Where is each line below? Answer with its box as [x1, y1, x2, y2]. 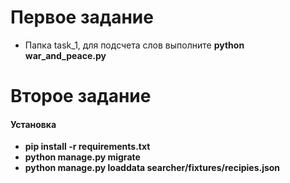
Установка [10, 118, 57, 130]
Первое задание [10, 6, 154, 29]
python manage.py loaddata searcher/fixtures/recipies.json [24, 162, 281, 174]
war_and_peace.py [24, 49, 107, 61]
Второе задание [10, 85, 152, 108]
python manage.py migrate [24, 151, 141, 163]
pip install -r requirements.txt [24, 141, 151, 153]
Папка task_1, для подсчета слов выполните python [24, 39, 245, 51]
